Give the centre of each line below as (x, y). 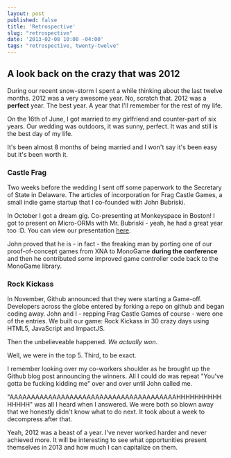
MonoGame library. (35, 266)
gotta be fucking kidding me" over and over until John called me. (100, 384)
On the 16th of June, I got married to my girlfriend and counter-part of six (112, 119)
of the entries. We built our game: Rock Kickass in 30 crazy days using (108, 321)
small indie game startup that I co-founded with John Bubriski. (96, 203)
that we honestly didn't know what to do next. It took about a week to (106, 412)
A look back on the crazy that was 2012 (94, 74)
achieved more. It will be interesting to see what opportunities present (107, 440)
